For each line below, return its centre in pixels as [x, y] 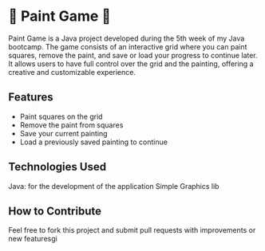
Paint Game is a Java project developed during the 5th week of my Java [127, 38]
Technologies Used [57, 167]
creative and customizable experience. [72, 72]
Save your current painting [63, 133]
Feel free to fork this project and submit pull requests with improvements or [132, 230]
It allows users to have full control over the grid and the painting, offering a [131, 64]
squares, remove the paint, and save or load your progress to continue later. [133, 55]
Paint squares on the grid [61, 116]
